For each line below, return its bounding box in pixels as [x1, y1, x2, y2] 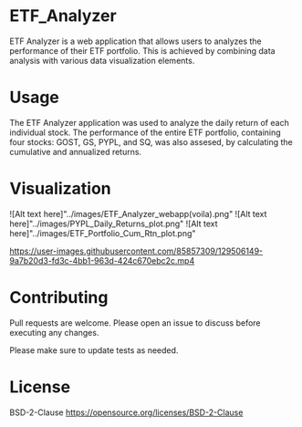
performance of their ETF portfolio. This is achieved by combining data [9, 45, 276, 56]
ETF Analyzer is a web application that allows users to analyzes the [9, 36, 262, 47]
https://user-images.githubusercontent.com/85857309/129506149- [9, 245, 264, 256]
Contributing [9, 287, 109, 307]
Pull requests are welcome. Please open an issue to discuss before [9, 317, 262, 328]
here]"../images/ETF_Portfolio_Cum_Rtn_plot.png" [9, 227, 196, 238]
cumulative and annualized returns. [9, 146, 142, 157]
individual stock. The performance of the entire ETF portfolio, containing [9, 127, 281, 138]
